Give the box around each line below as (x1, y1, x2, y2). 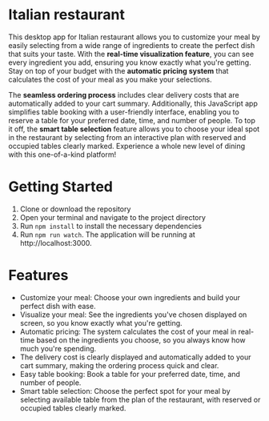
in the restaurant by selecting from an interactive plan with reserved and (8, 132, 247, 142)
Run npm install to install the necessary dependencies (19, 221, 203, 231)
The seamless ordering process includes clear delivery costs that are (8, 90, 239, 99)
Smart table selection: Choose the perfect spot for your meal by (19, 386, 231, 395)
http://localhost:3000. (19, 238, 92, 247)
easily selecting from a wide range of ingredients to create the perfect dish (8, 40, 255, 50)
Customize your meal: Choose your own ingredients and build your (19, 292, 241, 302)
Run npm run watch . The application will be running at (19, 230, 196, 239)
